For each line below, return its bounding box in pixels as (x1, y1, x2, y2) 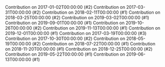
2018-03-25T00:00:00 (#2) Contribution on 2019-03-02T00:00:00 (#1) (5, 15, 149, 20)
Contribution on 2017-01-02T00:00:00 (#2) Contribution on (5, 4, 126, 10)
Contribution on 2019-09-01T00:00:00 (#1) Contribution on (5, 20, 125, 26)
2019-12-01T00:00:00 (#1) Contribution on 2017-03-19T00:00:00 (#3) (5, 31, 147, 36)
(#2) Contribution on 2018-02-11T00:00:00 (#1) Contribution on (32, 9, 161, 15)
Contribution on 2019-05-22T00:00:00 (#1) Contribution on (5, 51, 126, 57)
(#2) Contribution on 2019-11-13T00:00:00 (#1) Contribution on (33, 25, 161, 31)
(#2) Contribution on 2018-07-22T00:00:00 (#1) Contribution (32, 41, 156, 46)
